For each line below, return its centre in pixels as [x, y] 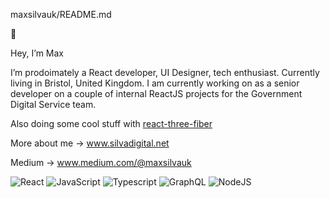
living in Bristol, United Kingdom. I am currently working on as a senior [155, 83]
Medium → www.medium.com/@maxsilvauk [101, 162]
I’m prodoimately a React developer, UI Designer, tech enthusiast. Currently [165, 72]
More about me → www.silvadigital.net [90, 143]
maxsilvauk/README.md [61, 14]
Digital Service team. [53, 104]
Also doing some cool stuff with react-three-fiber [111, 123]
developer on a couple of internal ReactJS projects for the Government [156, 93]
